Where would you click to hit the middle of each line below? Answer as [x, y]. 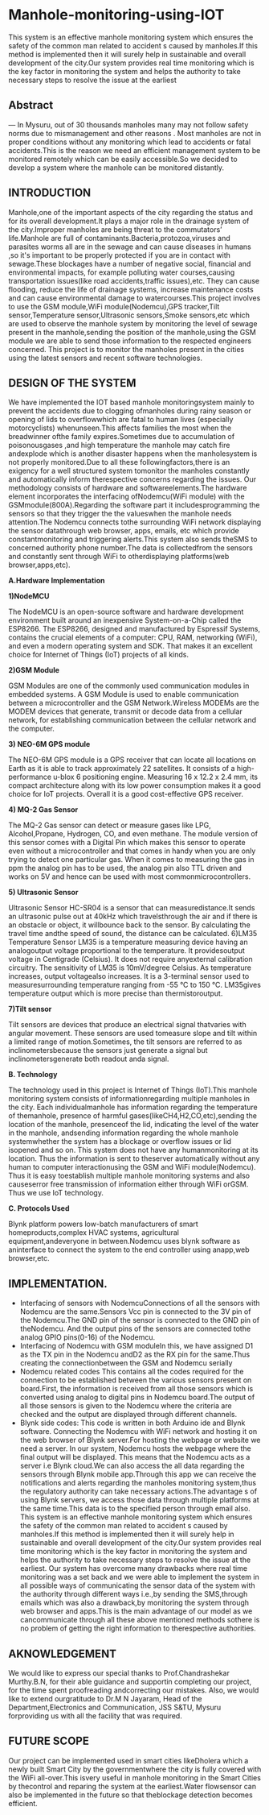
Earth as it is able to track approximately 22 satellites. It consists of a [122, 769]
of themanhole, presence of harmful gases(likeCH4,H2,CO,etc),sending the [132, 1116]
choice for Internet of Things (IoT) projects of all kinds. [99, 655]
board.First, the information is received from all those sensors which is [137, 1389]
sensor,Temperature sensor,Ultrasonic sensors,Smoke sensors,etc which [129, 315]
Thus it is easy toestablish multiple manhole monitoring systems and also [129, 1176]
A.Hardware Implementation [57, 581]
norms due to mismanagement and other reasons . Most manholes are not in [135, 133]
